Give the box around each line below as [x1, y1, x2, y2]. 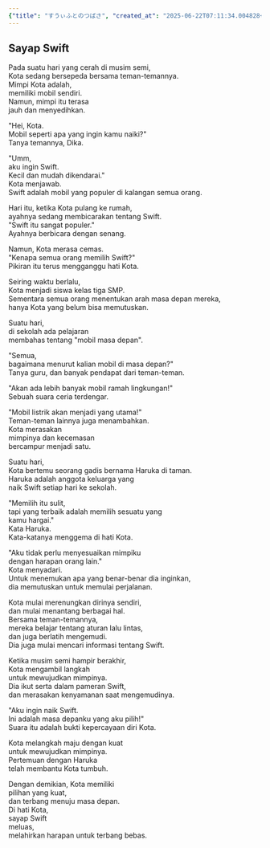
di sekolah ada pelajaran [8, 327, 89, 336]
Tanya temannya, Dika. [8, 138, 84, 148]
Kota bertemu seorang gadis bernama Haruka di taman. [8, 466, 193, 475]
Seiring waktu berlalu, [8, 277, 81, 287]
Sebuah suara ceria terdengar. [8, 392, 108, 402]
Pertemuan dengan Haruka [8, 756, 98, 765]
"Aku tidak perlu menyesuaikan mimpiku [8, 548, 141, 558]
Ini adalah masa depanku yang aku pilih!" [8, 714, 145, 724]
